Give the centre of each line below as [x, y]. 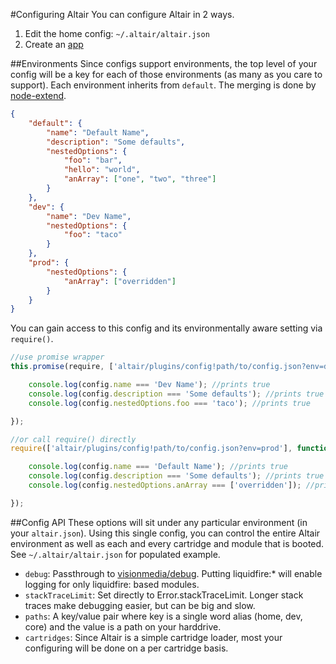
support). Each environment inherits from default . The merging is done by [163, 85]
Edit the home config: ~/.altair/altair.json [117, 33]
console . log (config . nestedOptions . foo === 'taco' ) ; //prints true [169, 403]
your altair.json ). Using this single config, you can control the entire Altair [165, 533]
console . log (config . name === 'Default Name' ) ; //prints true [158, 467]
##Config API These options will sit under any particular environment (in [159, 522]
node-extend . [38, 95]
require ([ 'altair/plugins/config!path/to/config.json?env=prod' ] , [151, 449]
